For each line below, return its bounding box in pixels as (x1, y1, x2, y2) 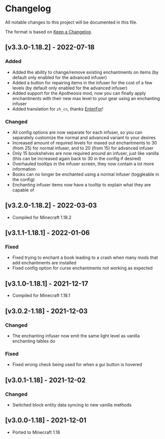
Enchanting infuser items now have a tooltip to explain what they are (12, 182, 151, 187)
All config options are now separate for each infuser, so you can (12, 129, 143, 135)
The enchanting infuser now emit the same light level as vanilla (12, 332, 140, 338)
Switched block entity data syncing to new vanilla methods (12, 402, 132, 407)
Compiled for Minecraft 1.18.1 (12, 293, 70, 298)
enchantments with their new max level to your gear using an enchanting (12, 95, 160, 101)
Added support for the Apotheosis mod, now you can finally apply (12, 90, 146, 96)
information (12, 166, 36, 172)
